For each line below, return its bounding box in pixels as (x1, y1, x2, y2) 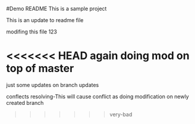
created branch (6, 99, 44, 106)
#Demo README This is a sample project (6, 5, 107, 12)
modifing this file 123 (6, 28, 58, 35)
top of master (6, 62, 74, 75)
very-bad (109, 110, 133, 118)
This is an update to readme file (6, 17, 84, 23)
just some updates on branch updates (6, 81, 99, 88)
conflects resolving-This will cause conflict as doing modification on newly (6, 92, 189, 100)
